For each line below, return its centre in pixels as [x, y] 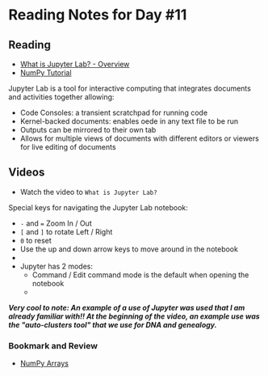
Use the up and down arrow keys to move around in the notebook [129, 249]
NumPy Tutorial [46, 73]
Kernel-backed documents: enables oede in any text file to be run [129, 121]
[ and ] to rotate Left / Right [66, 231]
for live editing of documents [68, 147]
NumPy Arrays [44, 363]
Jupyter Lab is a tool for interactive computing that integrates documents [130, 88]
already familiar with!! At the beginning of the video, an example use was [134, 316]
